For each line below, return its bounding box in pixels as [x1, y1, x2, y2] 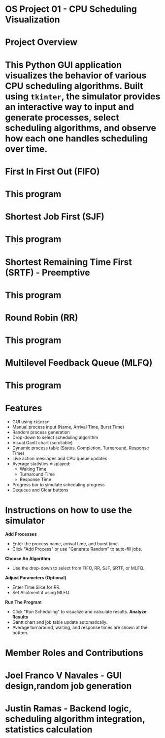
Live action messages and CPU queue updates [12, 456, 107, 462]
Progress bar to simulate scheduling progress [12, 482, 105, 488]
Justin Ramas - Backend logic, [5, 703, 132, 714]
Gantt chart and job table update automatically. [12, 619, 108, 625]
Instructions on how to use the [5, 504, 132, 516]
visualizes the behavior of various [5, 70, 147, 81]
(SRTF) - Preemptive [5, 267, 90, 278]
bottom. [12, 630, 29, 636]
